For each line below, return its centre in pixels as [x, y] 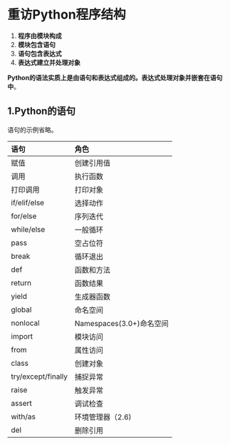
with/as [23, 416]
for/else [24, 216]
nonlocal [26, 323]
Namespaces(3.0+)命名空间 [121, 323]
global [21, 310]
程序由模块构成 [40, 36]
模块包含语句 [36, 44]
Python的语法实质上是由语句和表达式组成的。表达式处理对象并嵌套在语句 [115, 77]
